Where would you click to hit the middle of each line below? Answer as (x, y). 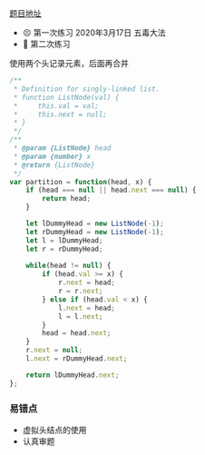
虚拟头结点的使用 (54, 430)
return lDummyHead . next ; (73, 375)
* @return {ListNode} (54, 165)
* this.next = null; (60, 114)
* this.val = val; (56, 106)
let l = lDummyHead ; (64, 240)
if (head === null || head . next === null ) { (111, 190)
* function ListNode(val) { (66, 97)
